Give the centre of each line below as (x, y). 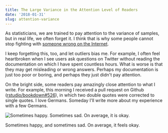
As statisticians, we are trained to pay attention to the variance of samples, (82, 33)
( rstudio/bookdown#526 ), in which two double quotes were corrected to (80, 95)
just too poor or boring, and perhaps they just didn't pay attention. (73, 75)
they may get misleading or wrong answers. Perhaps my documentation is (82, 69)
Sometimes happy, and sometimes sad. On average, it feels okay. (73, 125)
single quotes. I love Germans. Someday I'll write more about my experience (84, 100)
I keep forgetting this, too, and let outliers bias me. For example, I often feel (83, 53)
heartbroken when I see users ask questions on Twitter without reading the (83, 59)
